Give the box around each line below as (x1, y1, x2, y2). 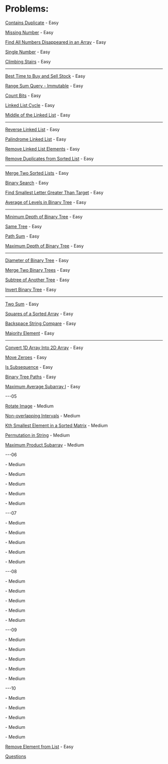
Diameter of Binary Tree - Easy (5, 257, 69, 263)
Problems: (5, 3, 49, 15)
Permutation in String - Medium (5, 432, 70, 438)
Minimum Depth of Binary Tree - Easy (5, 213, 83, 220)
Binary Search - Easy (5, 179, 49, 186)
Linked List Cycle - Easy (5, 102, 55, 108)
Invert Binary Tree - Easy (5, 286, 56, 292)
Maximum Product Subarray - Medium (5, 442, 84, 448)
